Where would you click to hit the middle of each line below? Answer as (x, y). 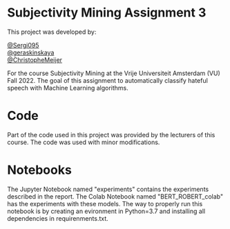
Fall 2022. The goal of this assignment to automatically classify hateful (108, 80)
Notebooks (40, 170)
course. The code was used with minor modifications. (84, 142)
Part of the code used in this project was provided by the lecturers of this (111, 135)
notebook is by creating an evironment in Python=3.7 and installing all (106, 211)
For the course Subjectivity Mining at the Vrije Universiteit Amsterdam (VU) (114, 73)
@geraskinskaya (31, 52)
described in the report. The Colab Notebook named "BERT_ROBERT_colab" (115, 196)
